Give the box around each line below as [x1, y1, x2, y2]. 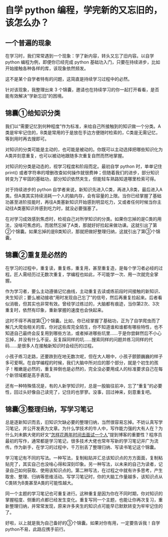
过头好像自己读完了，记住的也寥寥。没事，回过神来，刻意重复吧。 [18, 389, 154, 395]
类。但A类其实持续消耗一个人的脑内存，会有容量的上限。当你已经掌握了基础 [5, 192, 161, 198]
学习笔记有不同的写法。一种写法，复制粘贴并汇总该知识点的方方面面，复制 [5, 455, 158, 461]
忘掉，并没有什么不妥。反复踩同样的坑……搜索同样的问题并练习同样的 [5, 336, 149, 342]
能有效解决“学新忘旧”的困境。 [5, 93, 66, 99]
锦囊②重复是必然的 [5, 251, 67, 259]
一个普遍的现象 [5, 39, 51, 47]
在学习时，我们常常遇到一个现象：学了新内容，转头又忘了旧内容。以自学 [5, 53, 154, 59]
